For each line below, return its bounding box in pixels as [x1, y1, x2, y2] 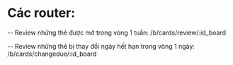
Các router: [7, 5, 76, 21]
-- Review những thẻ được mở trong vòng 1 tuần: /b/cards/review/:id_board [7, 28, 227, 37]
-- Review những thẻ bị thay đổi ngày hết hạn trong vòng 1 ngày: [7, 42, 195, 50]
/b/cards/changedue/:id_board [7, 49, 97, 58]
